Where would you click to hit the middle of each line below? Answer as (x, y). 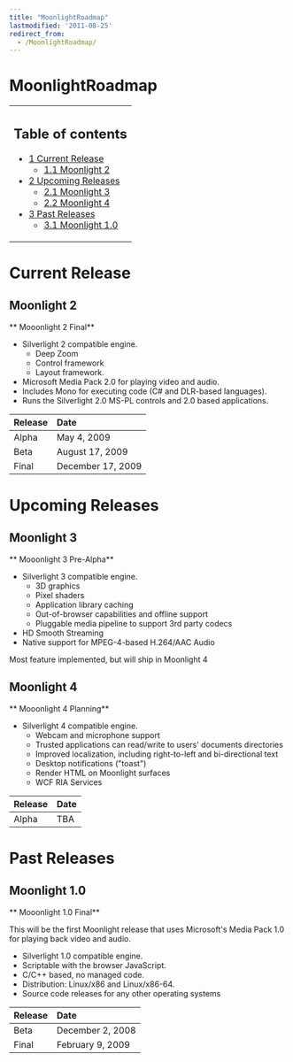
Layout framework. (69, 372)
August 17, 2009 (92, 451)
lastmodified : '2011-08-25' (61, 26)
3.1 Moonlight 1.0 (81, 225)
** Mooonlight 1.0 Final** (54, 912)
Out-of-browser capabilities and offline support (121, 614)
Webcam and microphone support (98, 735)
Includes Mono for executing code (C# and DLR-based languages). (144, 391)
